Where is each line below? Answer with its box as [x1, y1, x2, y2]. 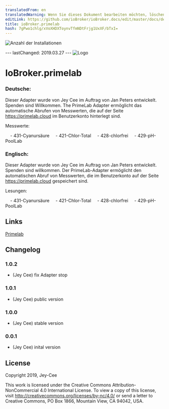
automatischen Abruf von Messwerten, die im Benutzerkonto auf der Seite [5, 172, 159, 179]
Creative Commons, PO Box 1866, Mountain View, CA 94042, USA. [5, 398, 144, 404]
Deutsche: [5, 85, 31, 92]
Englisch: [5, 150, 29, 157]
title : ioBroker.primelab [5, 21, 59, 27]
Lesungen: [5, 188, 28, 194]
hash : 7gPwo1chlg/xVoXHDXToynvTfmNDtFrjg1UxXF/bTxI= [5, 26, 118, 31]
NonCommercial [5, 387, 39, 393]
